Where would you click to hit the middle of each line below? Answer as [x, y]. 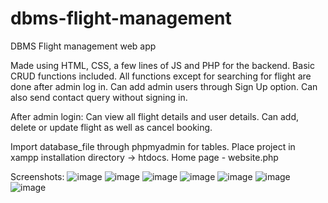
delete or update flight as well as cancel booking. [111, 127]
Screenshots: [37, 176]
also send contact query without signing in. [99, 97]
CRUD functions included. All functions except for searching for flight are [161, 76]
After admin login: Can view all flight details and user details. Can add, [155, 116]
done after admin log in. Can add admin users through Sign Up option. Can [164, 86]
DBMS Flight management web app [83, 46]
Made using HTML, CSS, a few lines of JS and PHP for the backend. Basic [162, 65]
